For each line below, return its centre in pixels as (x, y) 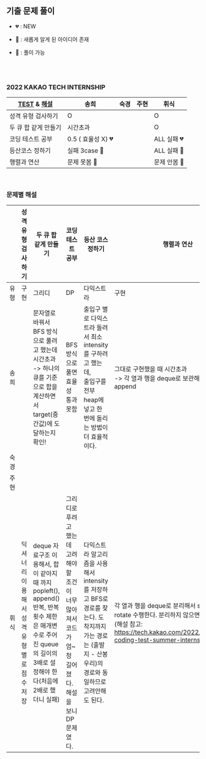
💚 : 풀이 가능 (30, 52)
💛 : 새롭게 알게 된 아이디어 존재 (52, 39)
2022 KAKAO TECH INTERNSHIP (56, 87)
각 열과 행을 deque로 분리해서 (155, 606)
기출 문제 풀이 (31, 11)
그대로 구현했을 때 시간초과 (151, 369)
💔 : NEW (25, 26)
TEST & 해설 (36, 104)
